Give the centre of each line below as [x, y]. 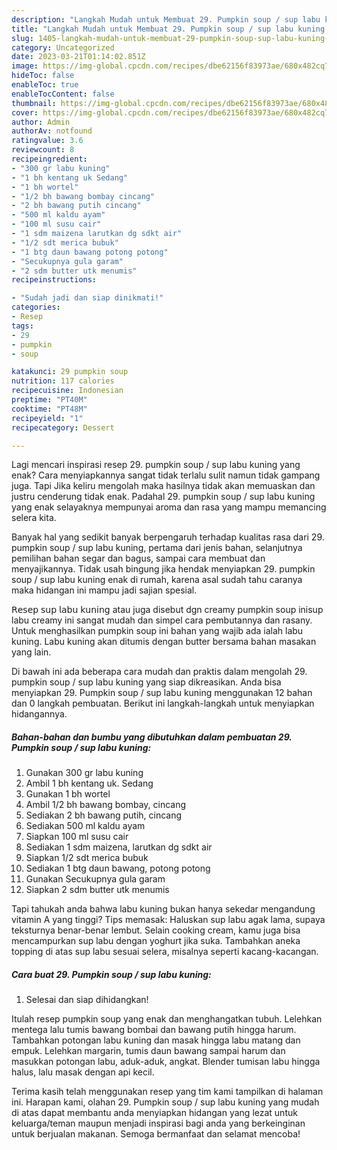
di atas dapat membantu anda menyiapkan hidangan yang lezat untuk [154, 1113]
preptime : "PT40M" [49, 400]
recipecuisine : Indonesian [67, 391]
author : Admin [41, 122]
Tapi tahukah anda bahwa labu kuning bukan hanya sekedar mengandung [163, 909]
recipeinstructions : [54, 280]
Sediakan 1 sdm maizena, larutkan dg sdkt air [119, 847]
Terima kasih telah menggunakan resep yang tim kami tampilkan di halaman [167, 1092]
